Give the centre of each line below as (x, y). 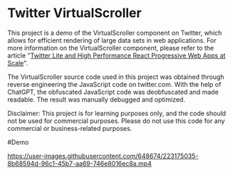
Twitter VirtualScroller (74, 13)
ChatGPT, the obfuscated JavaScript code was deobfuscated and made (113, 92)
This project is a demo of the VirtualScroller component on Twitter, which (115, 33)
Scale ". (18, 63)
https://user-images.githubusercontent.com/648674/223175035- (103, 156)
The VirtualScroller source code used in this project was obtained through (116, 77)
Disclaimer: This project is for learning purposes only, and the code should (117, 113)
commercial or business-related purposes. (70, 128)
